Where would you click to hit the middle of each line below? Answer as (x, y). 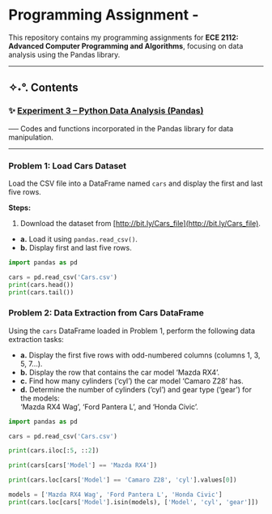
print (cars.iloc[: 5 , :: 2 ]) (54, 451)
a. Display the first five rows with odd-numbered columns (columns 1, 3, (140, 355)
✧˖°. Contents (43, 88)
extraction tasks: (36, 339)
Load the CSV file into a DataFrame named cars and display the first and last (136, 183)
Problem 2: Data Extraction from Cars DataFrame (106, 313)
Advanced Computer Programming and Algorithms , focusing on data (126, 45)
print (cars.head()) (41, 285)
